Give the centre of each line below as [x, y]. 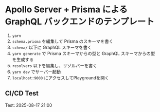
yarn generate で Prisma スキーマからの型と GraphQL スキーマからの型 [83, 53]
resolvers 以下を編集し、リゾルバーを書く [54, 65]
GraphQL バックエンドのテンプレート [80, 22]
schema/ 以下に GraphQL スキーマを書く [52, 47]
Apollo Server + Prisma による [66, 9]
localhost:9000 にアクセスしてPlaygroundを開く [61, 77]
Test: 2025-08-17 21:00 [29, 105]
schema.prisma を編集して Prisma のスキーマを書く [62, 41]
